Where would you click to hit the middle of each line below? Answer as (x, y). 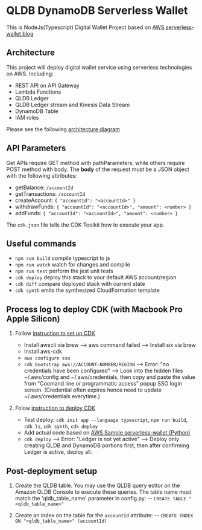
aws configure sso (47, 358)
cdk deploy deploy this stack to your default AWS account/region (96, 277)
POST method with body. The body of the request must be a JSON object (98, 169)
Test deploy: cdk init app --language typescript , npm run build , (106, 420)
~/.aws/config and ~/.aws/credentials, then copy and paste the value (110, 377)
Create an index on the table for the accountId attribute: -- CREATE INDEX (104, 515)
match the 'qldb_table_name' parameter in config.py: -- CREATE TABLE (101, 498)
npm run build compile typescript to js (62, 258)
